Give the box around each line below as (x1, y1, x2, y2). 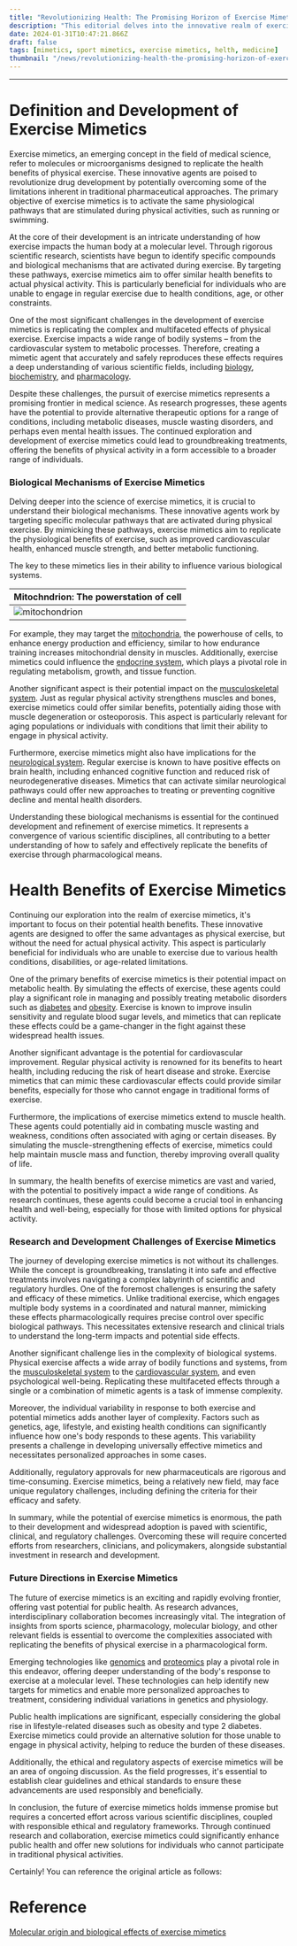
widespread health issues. (9, 1031, 105, 1041)
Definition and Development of (9, 101, 239, 120)
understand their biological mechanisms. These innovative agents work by (9, 506, 280, 516)
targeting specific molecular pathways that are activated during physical (9, 515, 272, 526)
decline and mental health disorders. (9, 794, 143, 806)
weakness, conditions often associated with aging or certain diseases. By (9, 1131, 277, 1141)
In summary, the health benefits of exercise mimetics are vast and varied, (9, 1176, 277, 1186)
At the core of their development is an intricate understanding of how (9, 231, 261, 242)
